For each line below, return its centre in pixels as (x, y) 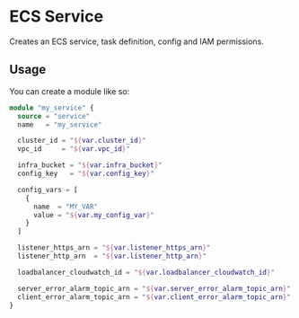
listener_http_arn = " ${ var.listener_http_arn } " (112, 256)
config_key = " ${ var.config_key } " (86, 173)
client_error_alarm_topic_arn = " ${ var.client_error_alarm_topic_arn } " (154, 297)
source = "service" (54, 116)
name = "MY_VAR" (66, 207)
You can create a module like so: (70, 91)
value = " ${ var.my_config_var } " (93, 215)
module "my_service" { (52, 108)
